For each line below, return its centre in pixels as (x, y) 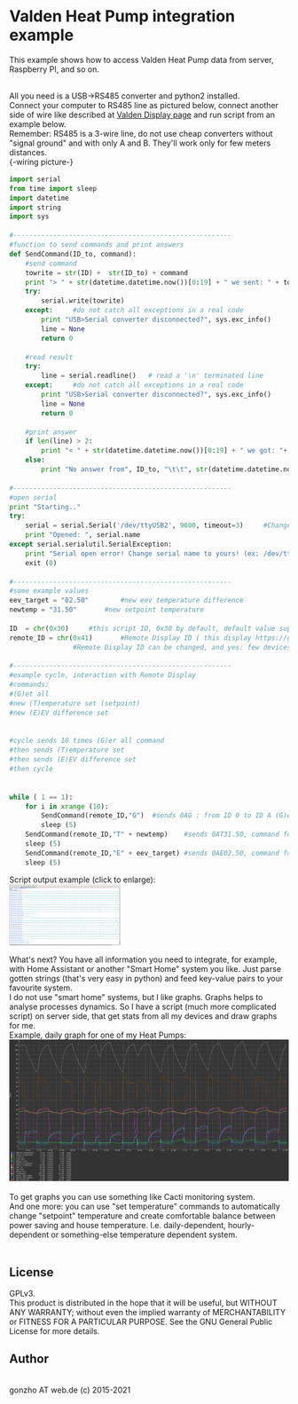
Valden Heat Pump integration (122, 16)
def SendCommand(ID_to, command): (73, 254)
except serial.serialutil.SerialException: (91, 544)
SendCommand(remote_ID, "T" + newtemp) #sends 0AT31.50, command (152, 835)
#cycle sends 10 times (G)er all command (87, 741)
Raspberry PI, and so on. (55, 69)
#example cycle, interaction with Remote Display (103, 675)
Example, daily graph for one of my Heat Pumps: (98, 1035)
